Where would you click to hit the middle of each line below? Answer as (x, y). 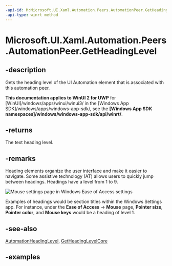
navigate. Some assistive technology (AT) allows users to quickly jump (79, 176)
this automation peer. (28, 88)
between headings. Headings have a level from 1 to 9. (62, 182)
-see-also (21, 229)
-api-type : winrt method (32, 15)
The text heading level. (29, 142)
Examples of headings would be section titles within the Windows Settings (84, 202)
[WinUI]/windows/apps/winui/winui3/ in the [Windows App (67, 103)
